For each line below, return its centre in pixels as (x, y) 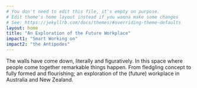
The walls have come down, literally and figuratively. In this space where (95, 61)
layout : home (22, 28)
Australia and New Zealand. (40, 79)
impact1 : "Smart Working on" (42, 39)
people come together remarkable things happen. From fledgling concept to (99, 67)
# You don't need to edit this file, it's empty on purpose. (83, 11)
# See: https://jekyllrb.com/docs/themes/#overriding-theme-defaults (94, 22)
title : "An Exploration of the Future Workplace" (69, 33)
